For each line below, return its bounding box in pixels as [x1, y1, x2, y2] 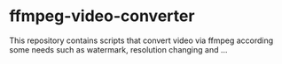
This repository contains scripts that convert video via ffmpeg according [9, 35, 274, 46]
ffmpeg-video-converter [9, 6, 195, 26]
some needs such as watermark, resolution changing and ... [9, 44, 228, 54]
